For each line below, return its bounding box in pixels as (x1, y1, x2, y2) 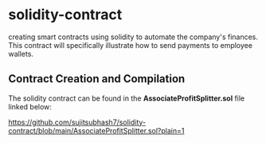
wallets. (8, 49, 34, 58)
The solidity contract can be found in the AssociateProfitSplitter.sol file (8, 93, 245, 103)
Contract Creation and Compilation (8, 72, 186, 85)
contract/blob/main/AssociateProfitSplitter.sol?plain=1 (8, 125, 185, 135)
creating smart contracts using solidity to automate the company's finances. (8, 32, 259, 42)
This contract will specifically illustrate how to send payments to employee (8, 40, 253, 50)
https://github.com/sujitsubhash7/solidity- (8, 117, 146, 127)
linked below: (8, 101, 52, 111)
